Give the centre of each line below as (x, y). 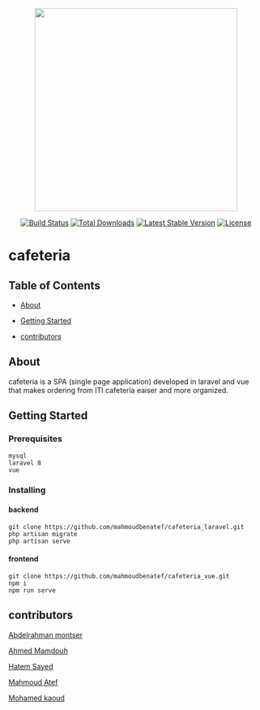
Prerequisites (35, 439)
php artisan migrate (43, 534)
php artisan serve (39, 541)
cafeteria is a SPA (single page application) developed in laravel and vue (129, 381)
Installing (27, 490)
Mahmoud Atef (33, 682)
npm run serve (32, 590)
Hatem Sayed (31, 666)
